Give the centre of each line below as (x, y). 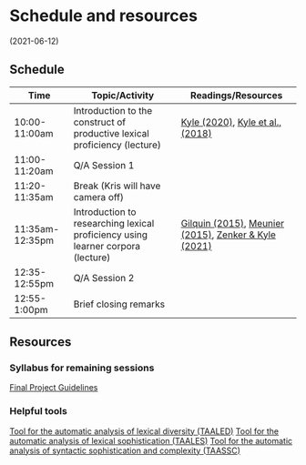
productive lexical (112, 133)
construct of (100, 122)
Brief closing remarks (119, 304)
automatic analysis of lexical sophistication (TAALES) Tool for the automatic (151, 440)
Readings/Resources (236, 95)
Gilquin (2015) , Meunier (233, 223)
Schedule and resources (104, 16)
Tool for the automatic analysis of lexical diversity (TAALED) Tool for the (144, 431)
